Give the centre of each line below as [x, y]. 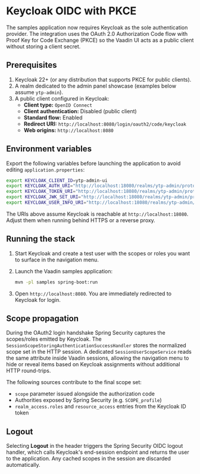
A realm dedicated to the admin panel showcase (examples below [96, 86]
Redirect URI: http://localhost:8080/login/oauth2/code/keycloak [105, 124]
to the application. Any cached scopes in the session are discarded [89, 459]
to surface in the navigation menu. [57, 260]
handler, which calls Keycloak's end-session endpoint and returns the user [98, 452]
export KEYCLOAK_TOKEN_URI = [41, 192]
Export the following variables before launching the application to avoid [93, 163]
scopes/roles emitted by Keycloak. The [54, 339]
